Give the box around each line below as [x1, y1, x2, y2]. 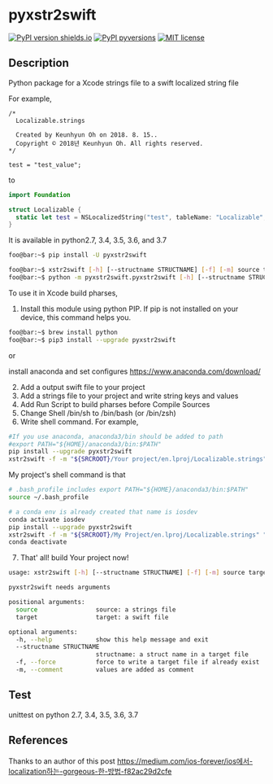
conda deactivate [8, 538, 67, 546]
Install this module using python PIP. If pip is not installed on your [19, 304, 239, 313]
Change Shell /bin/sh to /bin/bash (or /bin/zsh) [19, 408, 176, 418]
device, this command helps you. [19, 312, 132, 322]
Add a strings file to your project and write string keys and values [19, 391, 239, 401]
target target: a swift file [15, 613, 169, 621]
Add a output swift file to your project [19, 382, 145, 392]
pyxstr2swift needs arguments [8, 584, 111, 592]
